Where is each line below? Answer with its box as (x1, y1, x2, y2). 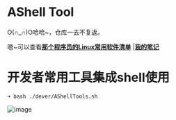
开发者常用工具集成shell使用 (7, 70, 170, 85)
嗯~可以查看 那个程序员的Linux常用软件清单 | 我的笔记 (7, 42, 160, 51)
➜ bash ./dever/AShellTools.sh (7, 93, 98, 100)
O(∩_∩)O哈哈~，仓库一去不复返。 (7, 28, 104, 36)
